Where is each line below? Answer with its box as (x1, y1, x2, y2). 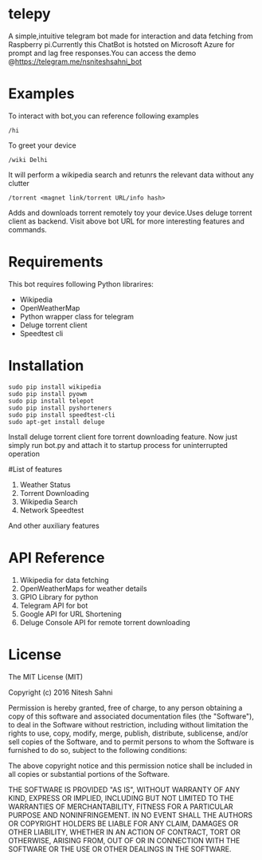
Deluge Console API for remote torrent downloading (19, 617, 191, 627)
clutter (8, 178, 30, 188)
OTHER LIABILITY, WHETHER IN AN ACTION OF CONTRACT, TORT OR (8, 827, 240, 837)
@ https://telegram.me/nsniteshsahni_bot (8, 57, 142, 66)
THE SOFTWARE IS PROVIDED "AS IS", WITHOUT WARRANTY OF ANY (8, 784, 240, 795)
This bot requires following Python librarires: (8, 279, 154, 288)
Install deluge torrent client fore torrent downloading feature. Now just (8, 432, 238, 442)
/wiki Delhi (8, 156, 48, 164)
